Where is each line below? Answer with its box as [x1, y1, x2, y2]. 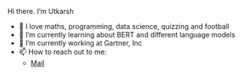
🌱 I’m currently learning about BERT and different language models [18, 30, 236, 39]
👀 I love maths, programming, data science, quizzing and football [18, 22, 230, 30]
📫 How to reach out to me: [18, 47, 107, 56]
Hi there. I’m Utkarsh [7, 7, 74, 16]
